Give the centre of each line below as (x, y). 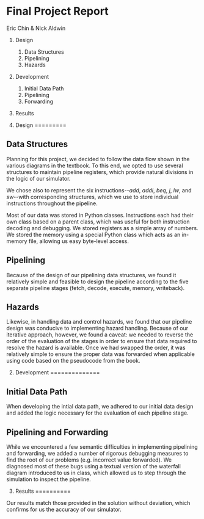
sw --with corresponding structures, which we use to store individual (93, 197)
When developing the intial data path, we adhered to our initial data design (100, 407)
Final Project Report (57, 11)
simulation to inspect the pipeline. (49, 479)
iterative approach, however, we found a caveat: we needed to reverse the (100, 335)
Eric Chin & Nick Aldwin (36, 28)
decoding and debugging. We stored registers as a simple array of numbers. (102, 228)
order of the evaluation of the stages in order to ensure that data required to (102, 341)
